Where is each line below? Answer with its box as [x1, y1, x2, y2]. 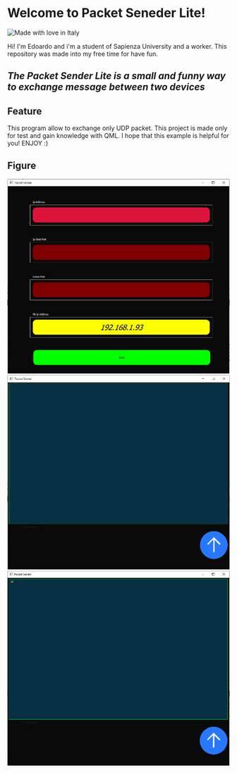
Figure [7, 159, 37, 171]
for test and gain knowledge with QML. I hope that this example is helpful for [7, 132, 229, 140]
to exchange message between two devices [7, 81, 206, 93]
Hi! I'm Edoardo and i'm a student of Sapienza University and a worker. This [7, 42, 227, 50]
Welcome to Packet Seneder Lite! [7, 5, 206, 21]
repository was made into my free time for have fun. [7, 50, 159, 58]
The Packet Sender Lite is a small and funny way [7, 70, 226, 82]
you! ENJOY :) [7, 139, 48, 148]
